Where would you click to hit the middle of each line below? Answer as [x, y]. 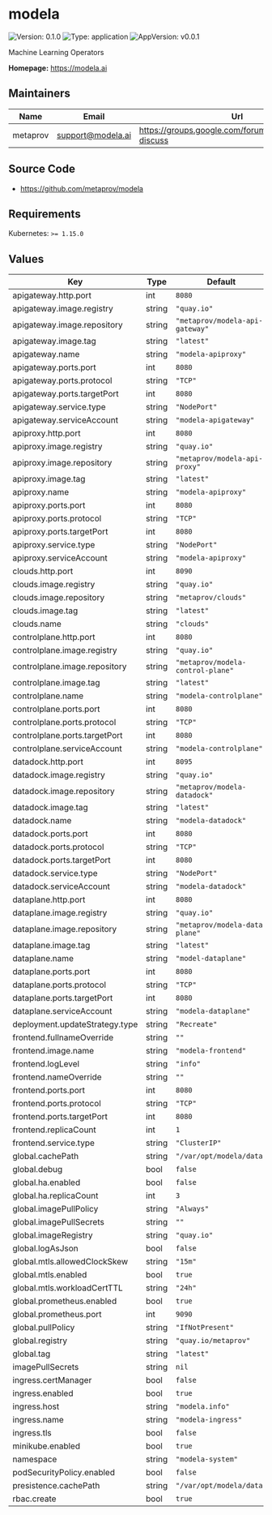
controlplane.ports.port [56, 709]
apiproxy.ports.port [49, 505]
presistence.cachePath [56, 1486]
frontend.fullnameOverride [63, 1037]
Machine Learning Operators [56, 52]
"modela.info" [202, 1407]
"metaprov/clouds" [211, 598]
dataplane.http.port [49, 899]
